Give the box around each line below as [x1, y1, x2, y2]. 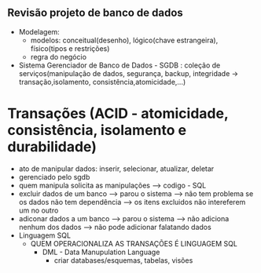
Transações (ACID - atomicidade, [7, 105, 229, 122]
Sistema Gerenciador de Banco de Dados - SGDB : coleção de [18, 60, 221, 70]
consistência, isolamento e [7, 122, 186, 139]
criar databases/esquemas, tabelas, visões [53, 255, 193, 265]
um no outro [18, 206, 59, 215]
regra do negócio [30, 52, 87, 61]
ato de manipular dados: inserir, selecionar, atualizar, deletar [18, 164, 215, 173]
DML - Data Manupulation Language [42, 247, 160, 257]
